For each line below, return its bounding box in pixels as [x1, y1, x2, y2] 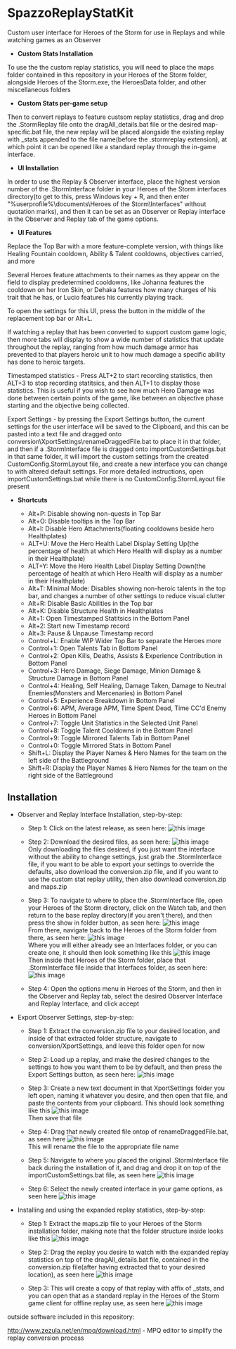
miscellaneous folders [7, 85, 72, 94]
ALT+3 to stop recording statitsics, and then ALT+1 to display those [7, 379, 200, 387]
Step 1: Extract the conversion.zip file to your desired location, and [27, 1026, 221, 1035]
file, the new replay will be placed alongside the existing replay [43, 127, 225, 136]
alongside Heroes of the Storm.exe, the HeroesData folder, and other [7, 77, 206, 86]
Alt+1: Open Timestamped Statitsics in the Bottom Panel [27, 614, 190, 622]
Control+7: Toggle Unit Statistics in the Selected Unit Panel [27, 718, 198, 727]
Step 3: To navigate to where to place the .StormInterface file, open [27, 896, 223, 904]
